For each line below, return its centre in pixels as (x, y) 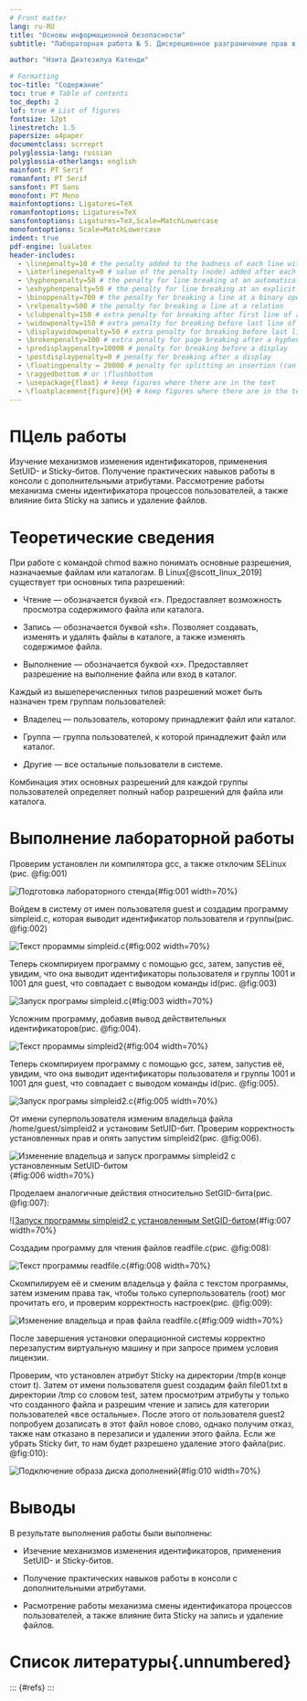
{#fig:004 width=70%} (165, 1046)
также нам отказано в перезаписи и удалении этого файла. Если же (143, 1434)
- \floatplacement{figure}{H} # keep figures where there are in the (153, 391)
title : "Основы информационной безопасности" (97, 35)
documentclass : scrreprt (57, 144)
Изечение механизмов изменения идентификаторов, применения (152, 1551)
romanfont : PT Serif (49, 178)
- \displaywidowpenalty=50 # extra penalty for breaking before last (153, 332)
